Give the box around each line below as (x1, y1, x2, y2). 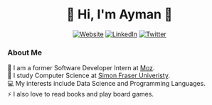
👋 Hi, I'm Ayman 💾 (66, 6, 173, 23)
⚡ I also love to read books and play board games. (7, 90, 154, 99)
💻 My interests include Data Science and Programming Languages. (7, 79, 206, 88)
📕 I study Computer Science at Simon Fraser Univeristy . (7, 71, 171, 80)
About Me (7, 48, 43, 57)
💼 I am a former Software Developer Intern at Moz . (7, 64, 155, 72)
